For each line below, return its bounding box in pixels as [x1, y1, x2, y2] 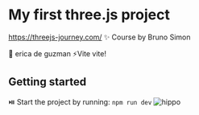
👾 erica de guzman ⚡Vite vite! [8, 48, 107, 58]
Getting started [8, 75, 87, 89]
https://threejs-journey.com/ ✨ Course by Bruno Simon [8, 32, 191, 42]
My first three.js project [8, 6, 171, 24]
